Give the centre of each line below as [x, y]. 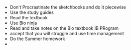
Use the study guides [32, 12]
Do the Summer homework [37, 39]
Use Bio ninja [23, 23]
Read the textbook [29, 18]
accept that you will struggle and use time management [67, 33]
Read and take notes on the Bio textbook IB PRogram [64, 28]
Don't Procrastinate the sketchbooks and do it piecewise [68, 7]
